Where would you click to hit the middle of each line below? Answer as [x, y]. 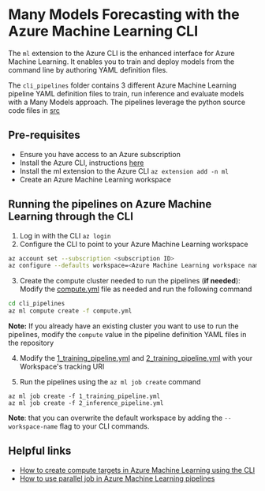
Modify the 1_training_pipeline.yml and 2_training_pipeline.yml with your [136, 358]
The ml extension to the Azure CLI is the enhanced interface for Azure [121, 53]
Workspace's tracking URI [62, 367]
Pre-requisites [44, 135]
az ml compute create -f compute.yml [70, 311]
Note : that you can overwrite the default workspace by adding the [116, 418]
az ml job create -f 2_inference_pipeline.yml [86, 403]
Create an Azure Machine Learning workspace [95, 179]
